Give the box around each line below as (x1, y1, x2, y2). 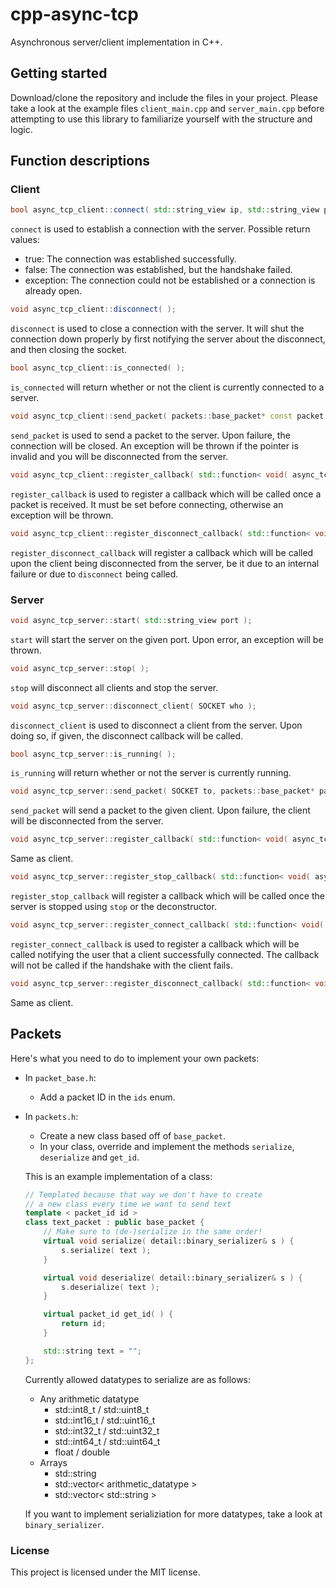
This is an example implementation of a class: (24, 1170, 213, 1182)
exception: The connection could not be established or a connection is (24, 274, 316, 287)
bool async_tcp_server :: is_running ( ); (10, 749, 177, 759)
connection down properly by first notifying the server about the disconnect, (10, 333, 326, 345)
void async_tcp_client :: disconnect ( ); (10, 304, 177, 315)
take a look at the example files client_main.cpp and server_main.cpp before (10, 102, 325, 114)
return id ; (61, 1319, 107, 1329)
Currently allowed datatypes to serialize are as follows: (24, 1373, 252, 1385)
